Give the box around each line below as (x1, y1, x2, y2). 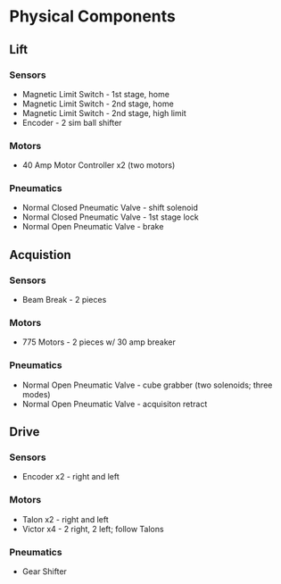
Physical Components (9, 6, 176, 27)
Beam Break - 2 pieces (21, 295, 107, 305)
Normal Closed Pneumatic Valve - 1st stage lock (21, 212, 199, 222)
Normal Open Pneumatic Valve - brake (21, 221, 164, 232)
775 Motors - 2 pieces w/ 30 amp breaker (21, 337, 177, 347)
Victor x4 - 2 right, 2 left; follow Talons (21, 523, 164, 534)
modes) (21, 388, 51, 399)
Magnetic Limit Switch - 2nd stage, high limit (21, 107, 186, 118)
